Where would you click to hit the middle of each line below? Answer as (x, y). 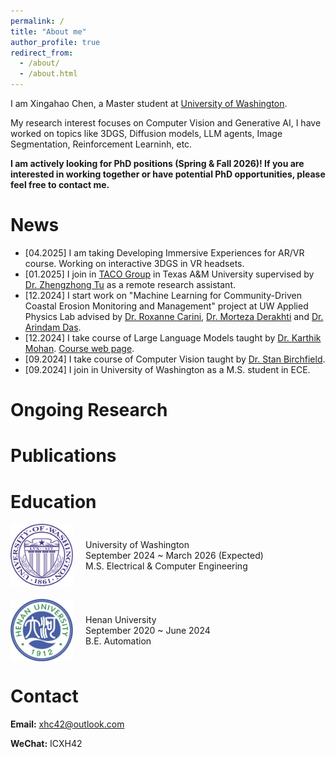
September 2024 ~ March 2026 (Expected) (174, 555)
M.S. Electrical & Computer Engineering (166, 566)
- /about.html (48, 74)
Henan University (121, 619)
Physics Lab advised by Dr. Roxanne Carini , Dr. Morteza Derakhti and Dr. (174, 316)
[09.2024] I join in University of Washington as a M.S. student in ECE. (167, 369)
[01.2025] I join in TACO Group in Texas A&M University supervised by (169, 274)
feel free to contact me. (60, 184)
